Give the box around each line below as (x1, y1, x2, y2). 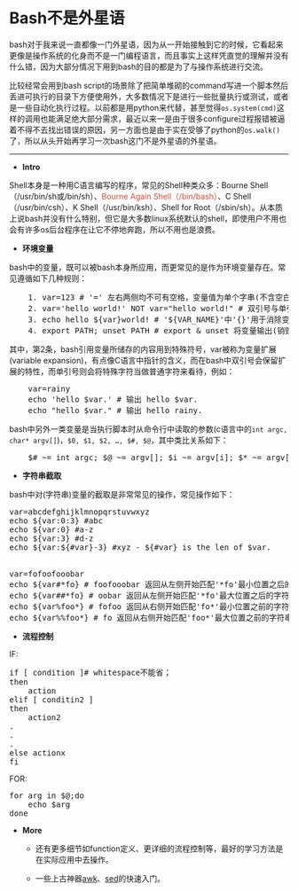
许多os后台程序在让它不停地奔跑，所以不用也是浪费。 (24, 223, 220, 235)
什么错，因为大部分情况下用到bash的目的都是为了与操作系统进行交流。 (9, 61, 269, 72)
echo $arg (27, 799, 71, 810)
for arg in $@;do (9, 790, 84, 801)
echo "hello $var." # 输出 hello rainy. (27, 405, 203, 415)
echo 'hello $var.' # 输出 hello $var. (27, 394, 198, 404)
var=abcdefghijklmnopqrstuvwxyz (9, 506, 150, 517)
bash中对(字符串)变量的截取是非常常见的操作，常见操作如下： (9, 489, 235, 499)
